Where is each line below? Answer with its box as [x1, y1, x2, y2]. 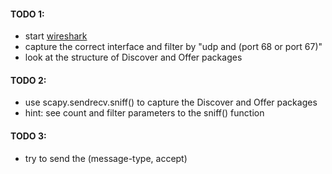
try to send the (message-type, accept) [24, 152, 188, 164]
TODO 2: [10, 74, 47, 86]
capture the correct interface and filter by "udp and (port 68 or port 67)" [24, 41, 323, 53]
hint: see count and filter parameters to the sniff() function [24, 107, 265, 119]
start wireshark [24, 30, 88, 42]
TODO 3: [10, 130, 47, 142]
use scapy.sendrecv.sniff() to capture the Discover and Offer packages [24, 96, 318, 109]
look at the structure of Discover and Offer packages [24, 51, 243, 64]
